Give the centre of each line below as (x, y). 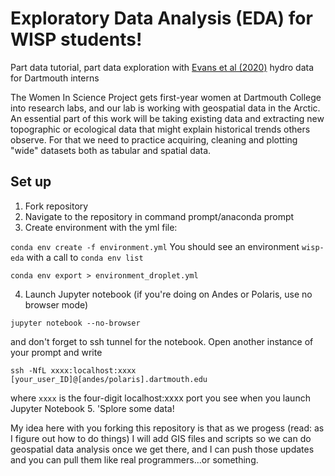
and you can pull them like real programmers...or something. (134, 459)
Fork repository (56, 206)
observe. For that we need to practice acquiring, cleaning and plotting (154, 139)
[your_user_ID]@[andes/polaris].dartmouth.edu (109, 379)
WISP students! (76, 39)
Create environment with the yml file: (101, 227)
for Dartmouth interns (55, 78)
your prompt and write (56, 352)
